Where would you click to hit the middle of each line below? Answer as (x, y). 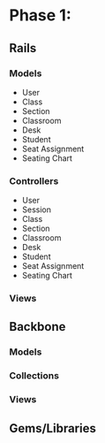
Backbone (37, 327)
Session (36, 210)
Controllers (34, 180)
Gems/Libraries (53, 428)
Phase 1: (41, 15)
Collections (34, 376)
